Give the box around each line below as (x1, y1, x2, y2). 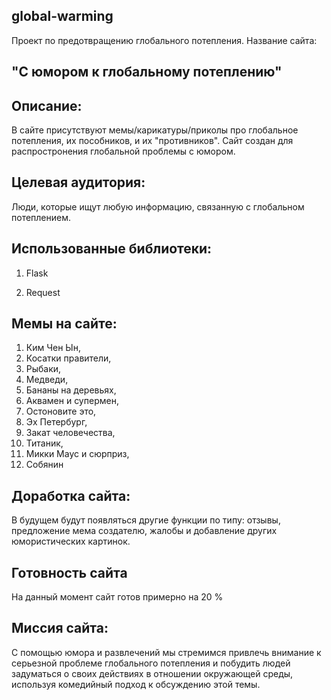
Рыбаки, (25, 363, 62, 375)
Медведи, (25, 374, 69, 386)
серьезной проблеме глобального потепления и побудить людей (11, 657, 291, 669)
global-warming (11, 8, 114, 25)
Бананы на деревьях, (25, 384, 117, 396)
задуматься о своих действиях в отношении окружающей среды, (11, 667, 294, 679)
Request (25, 286, 61, 298)
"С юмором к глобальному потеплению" (11, 64, 283, 81)
